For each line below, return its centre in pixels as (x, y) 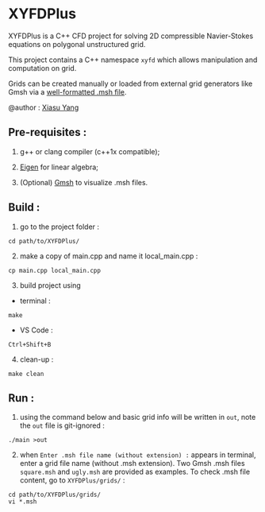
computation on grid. (42, 68)
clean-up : (36, 359)
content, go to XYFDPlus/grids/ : (72, 480)
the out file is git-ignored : (62, 425)
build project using (50, 285)
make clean (26, 374)
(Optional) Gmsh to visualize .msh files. (84, 182)
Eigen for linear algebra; (59, 167)
